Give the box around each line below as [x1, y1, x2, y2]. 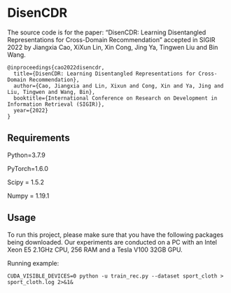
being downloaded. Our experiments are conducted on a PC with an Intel [7, 238, 217, 246]
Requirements [7, 132, 70, 144]
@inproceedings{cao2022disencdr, [7, 64, 105, 71]
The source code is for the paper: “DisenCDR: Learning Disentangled [7, 28, 206, 36]
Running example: [7, 259, 59, 267]
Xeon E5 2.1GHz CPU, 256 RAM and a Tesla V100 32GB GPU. [7, 245, 183, 254]
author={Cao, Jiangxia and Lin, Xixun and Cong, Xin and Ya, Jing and [13, 82, 224, 89]
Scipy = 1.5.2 [7, 177, 44, 186]
